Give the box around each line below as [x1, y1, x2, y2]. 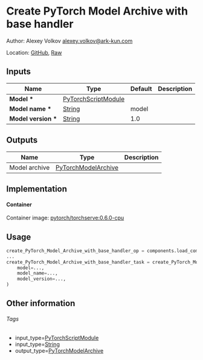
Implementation [6, 184, 68, 194]
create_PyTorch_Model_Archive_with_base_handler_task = [6, 259, 150, 265]
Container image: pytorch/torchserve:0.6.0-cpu [6, 214, 124, 222]
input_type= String [14, 341, 60, 348]
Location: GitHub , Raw [6, 48, 62, 56]
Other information [6, 298, 76, 308]
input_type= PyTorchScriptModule [14, 334, 99, 341]
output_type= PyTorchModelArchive [14, 347, 104, 354]
